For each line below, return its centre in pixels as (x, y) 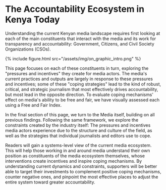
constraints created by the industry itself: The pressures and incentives (78, 125)
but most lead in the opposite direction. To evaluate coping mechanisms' (79, 95)
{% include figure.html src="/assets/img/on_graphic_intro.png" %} (73, 58)
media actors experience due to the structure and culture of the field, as (79, 130)
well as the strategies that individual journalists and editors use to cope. (78, 136)
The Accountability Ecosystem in (75, 9)
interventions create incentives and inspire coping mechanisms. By (74, 161)
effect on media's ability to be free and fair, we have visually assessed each (83, 99)
